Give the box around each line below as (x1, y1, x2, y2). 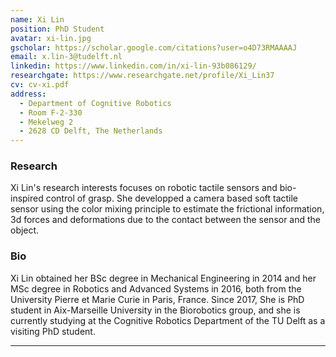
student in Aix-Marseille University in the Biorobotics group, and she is (10, 304, 301, 316)
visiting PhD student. (10, 325, 96, 337)
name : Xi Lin (10, 14, 65, 25)
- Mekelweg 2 (19, 117, 74, 127)
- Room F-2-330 (19, 107, 83, 118)
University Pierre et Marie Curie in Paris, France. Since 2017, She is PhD (10, 293, 305, 305)
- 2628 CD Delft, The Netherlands (19, 126, 163, 136)
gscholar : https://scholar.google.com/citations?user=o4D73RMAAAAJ (10, 42, 298, 53)
